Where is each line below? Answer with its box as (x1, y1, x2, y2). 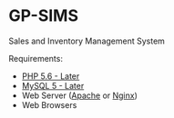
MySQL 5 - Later (21, 80, 85, 91)
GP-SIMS (8, 5, 79, 26)
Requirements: (8, 53, 63, 64)
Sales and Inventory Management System (8, 35, 166, 46)
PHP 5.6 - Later (21, 70, 80, 82)
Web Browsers (21, 99, 77, 110)
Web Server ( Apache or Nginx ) (21, 90, 138, 101)
